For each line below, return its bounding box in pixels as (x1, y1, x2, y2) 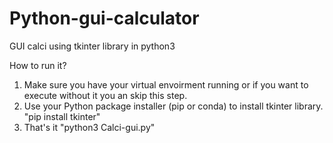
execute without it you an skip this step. (23, 89, 188, 101)
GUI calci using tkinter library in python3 (9, 40, 176, 52)
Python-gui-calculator (9, 7, 200, 30)
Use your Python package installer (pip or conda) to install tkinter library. (23, 100, 324, 112)
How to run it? (9, 59, 67, 71)
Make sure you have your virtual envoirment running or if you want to (23, 78, 309, 91)
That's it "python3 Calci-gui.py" (23, 121, 156, 133)
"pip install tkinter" (23, 110, 101, 122)
